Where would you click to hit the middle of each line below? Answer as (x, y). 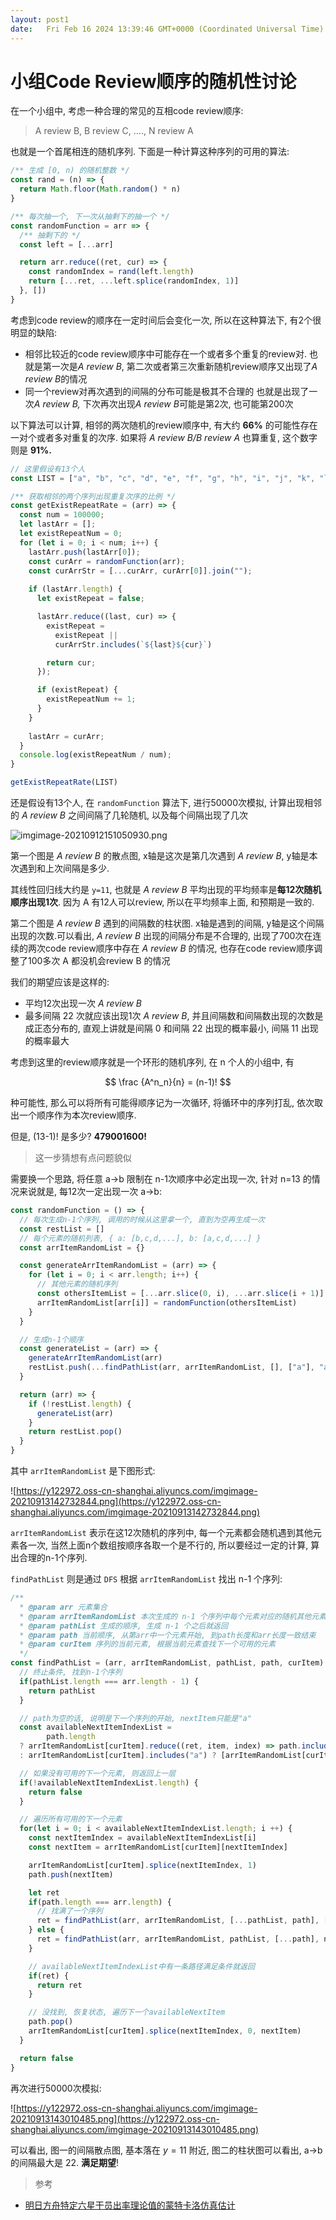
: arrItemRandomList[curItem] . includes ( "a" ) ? (118, 1756)
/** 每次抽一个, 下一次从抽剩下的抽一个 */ (90, 216)
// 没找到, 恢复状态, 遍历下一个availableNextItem (127, 2012)
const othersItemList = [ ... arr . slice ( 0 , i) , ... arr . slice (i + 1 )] (180, 1294)
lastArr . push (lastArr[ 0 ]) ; (84, 552)
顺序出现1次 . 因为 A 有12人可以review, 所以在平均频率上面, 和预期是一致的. (162, 902)
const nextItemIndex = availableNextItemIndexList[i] (142, 1838)
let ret (44, 1892)
